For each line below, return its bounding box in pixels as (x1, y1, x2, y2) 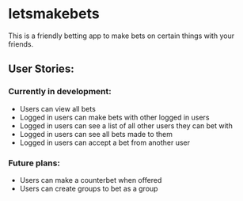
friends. (8, 39, 34, 48)
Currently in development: (8, 86, 112, 97)
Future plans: (8, 157, 61, 169)
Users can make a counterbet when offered (19, 175, 162, 184)
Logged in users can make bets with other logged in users (19, 112, 210, 122)
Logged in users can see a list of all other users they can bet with (19, 120, 234, 131)
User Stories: (8, 63, 74, 76)
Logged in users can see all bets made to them (19, 129, 173, 138)
